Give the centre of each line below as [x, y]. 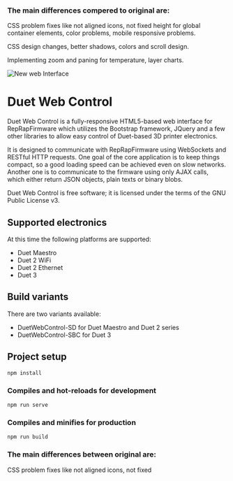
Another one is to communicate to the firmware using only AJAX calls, [108, 172]
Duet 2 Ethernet [40, 268]
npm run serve [28, 405]
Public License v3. [33, 201]
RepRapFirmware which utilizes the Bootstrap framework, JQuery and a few [116, 129]
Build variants [38, 297]
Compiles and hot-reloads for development [82, 390]
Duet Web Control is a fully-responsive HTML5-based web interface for [110, 122]
